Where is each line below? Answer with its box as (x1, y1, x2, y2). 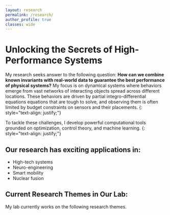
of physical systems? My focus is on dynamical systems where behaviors (5, 82, 162, 89)
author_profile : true (5, 17, 52, 22)
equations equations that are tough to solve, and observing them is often (5, 99, 158, 105)
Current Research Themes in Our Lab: (5, 190, 128, 199)
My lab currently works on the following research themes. (5, 203, 127, 210)
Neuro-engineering (12, 164, 54, 170)
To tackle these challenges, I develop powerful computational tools (5, 120, 147, 126)
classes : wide (5, 21, 36, 27)
